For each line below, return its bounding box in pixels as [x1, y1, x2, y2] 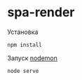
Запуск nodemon [7, 54, 57, 62]
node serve [7, 67, 39, 74]
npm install [7, 41, 42, 48]
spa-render [7, 4, 75, 21]
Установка [7, 28, 39, 36]
